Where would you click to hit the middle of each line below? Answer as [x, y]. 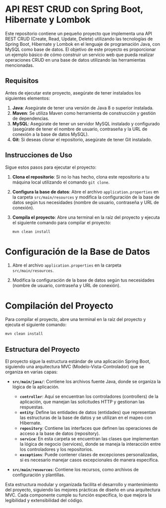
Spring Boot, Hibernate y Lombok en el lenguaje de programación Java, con [83, 44]
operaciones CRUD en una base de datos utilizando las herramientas [75, 60]
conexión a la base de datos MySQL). [51, 134]
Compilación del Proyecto [59, 306]
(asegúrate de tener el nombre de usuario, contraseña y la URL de [80, 129]
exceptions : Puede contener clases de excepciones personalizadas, [89, 455]
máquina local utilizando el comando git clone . [61, 182]
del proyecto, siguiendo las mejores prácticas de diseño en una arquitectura [83, 490]
